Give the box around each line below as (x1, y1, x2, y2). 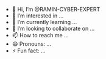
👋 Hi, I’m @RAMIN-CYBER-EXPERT (12, 6, 101, 13)
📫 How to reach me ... (12, 32, 69, 39)
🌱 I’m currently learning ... (12, 19, 77, 25)
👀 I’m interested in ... (12, 12, 64, 19)
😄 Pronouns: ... (12, 40, 52, 48)
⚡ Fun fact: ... (12, 47, 46, 54)
